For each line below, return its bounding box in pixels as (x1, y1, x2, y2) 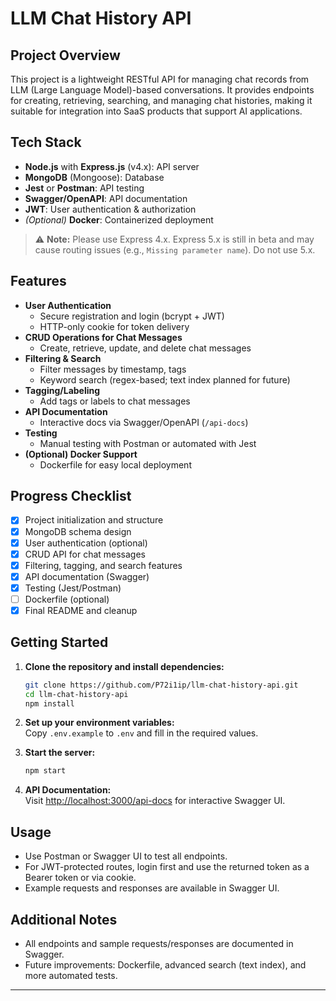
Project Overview (10, 47, 121, 64)
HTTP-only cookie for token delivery (39, 320, 190, 332)
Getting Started (10, 634, 109, 651)
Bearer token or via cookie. (24, 872, 137, 884)
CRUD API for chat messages (24, 548, 147, 560)
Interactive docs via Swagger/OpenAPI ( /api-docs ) (39, 416, 249, 428)
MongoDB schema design (24, 525, 132, 537)
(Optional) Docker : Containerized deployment (24, 213, 214, 226)
